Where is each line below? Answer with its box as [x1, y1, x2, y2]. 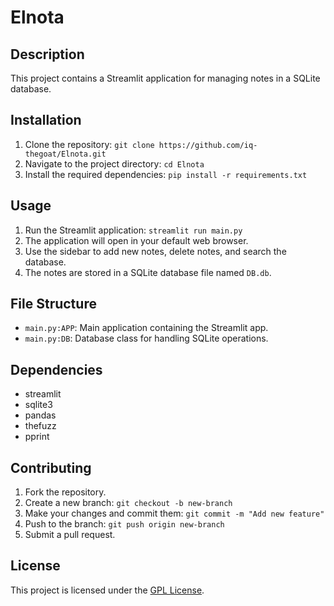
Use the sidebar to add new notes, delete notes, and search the [24, 245, 287, 257]
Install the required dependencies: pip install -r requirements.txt [24, 168, 308, 180]
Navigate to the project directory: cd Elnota [24, 157, 205, 170]
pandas [24, 409, 57, 421]
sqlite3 [24, 399, 53, 411]
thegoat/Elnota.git [24, 149, 107, 159]
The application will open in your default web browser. [24, 234, 249, 246]
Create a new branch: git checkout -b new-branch [24, 497, 233, 509]
